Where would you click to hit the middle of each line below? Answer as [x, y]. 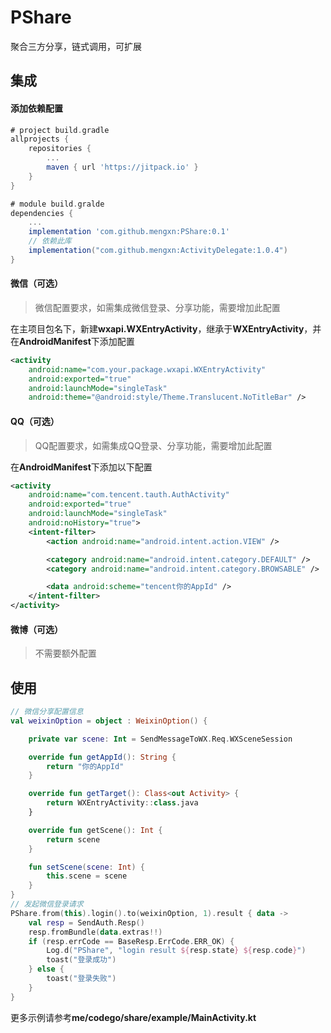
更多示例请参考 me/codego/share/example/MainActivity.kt [133, 1017]
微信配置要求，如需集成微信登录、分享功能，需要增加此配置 [157, 307]
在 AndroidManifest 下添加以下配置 [81, 467]
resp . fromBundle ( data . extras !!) [95, 932]
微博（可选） [36, 629]
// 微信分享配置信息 [47, 712]
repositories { [60, 149]
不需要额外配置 [65, 653]
